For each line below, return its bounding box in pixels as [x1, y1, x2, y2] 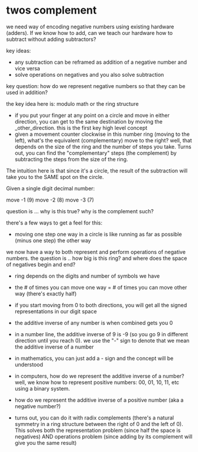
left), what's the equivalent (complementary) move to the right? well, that [14, 136, 192, 144]
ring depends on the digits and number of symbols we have [14, 272, 160, 279]
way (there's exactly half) [14, 290, 77, 297]
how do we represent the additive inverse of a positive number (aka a [14, 396, 184, 404]
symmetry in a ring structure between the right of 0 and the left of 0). [14, 420, 183, 427]
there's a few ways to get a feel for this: [6, 219, 103, 226]
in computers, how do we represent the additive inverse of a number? [14, 372, 184, 379]
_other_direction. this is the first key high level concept [14, 124, 148, 131]
